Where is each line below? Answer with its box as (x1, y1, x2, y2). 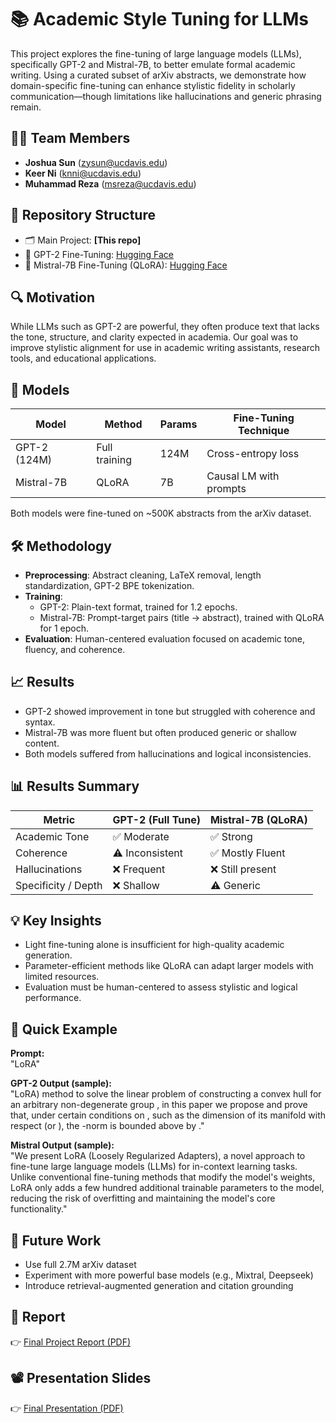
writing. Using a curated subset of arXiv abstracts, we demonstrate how (10, 69, 307, 81)
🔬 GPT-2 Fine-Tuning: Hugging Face (24, 248, 175, 260)
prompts (206, 482, 247, 496)
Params (159, 417, 198, 431)
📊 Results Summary (10, 778, 140, 795)
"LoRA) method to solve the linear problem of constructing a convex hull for (10, 1088, 322, 1100)
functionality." (10, 1203, 68, 1215)
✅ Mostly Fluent (209, 846, 286, 860)
